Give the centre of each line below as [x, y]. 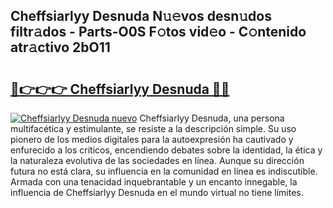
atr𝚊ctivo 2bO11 [60, 47]
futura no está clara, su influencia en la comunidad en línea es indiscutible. [164, 171]
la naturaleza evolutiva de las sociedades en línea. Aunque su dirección [157, 160]
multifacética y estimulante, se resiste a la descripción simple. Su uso [153, 128]
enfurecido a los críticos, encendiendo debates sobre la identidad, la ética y [166, 150]
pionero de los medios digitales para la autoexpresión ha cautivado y [152, 139]
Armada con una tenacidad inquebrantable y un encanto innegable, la [154, 182]
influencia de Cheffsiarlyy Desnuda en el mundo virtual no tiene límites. [157, 192]
